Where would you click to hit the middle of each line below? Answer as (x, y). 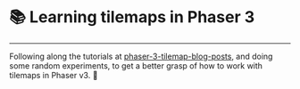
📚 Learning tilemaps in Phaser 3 (132, 17)
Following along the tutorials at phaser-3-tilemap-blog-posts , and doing (141, 56)
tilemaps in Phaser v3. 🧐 (54, 75)
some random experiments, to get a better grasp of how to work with (136, 65)
